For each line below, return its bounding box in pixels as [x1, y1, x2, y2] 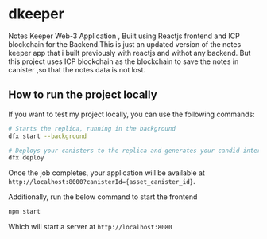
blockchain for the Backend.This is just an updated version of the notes [8, 39, 242, 49]
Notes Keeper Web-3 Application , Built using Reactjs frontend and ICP [8, 31, 240, 41]
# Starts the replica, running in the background [8, 124, 176, 132]
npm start [8, 208, 41, 216]
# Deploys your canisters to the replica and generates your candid [8, 147, 240, 155]
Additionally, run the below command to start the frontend [8, 192, 198, 202]
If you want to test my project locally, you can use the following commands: [8, 109, 256, 119]
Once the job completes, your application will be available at [8, 168, 205, 178]
